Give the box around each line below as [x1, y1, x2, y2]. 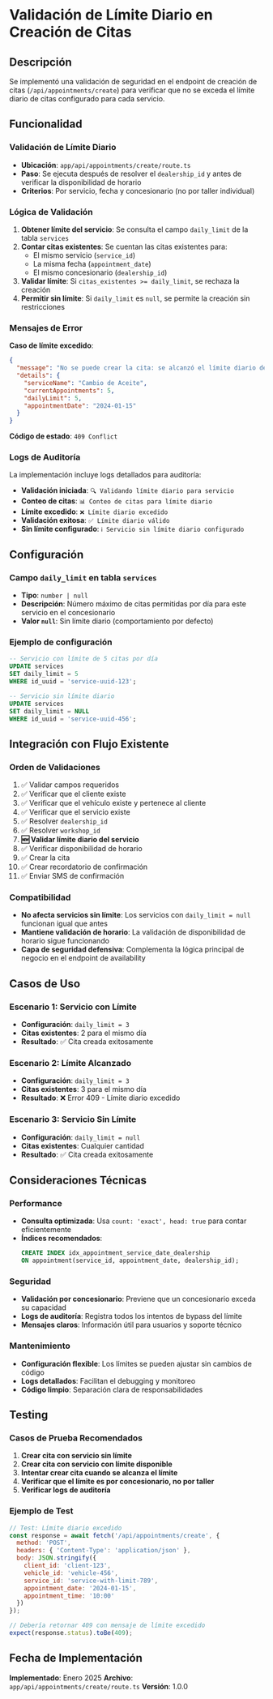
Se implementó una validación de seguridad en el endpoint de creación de [9, 77, 258, 86]
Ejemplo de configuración [9, 636, 113, 648]
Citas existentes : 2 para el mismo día [20, 1028, 147, 1038]
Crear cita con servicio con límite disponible [20, 1459, 173, 1469]
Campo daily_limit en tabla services [9, 571, 157, 583]
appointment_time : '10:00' [23, 1591, 115, 1600]
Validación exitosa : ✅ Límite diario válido [20, 516, 170, 525]
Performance [9, 1198, 63, 1209]
